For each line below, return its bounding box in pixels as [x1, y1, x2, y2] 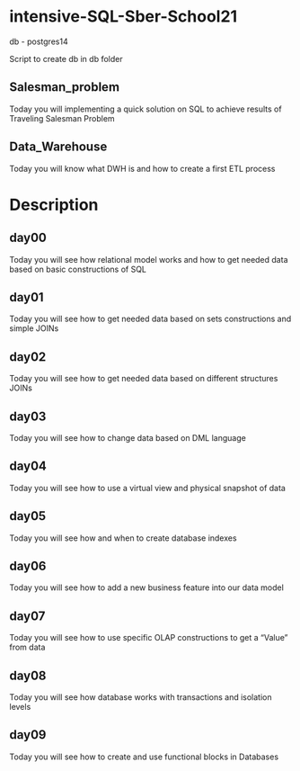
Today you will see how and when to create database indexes [9, 533, 237, 543]
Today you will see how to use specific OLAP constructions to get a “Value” [9, 632, 288, 643]
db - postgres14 [9, 36, 69, 47]
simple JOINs [9, 323, 59, 334]
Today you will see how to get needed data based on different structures [9, 373, 278, 384]
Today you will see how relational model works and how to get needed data [9, 254, 288, 264]
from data [9, 641, 46, 653]
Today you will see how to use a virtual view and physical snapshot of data [9, 482, 286, 493]
